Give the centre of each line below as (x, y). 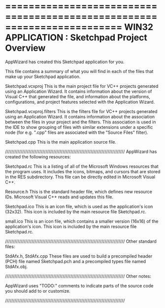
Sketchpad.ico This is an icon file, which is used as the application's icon (79, 206)
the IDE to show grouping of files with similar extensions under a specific (79, 127)
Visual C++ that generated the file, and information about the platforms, (78, 96)
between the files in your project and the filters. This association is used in (81, 122)
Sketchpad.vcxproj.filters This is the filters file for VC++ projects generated (81, 111)
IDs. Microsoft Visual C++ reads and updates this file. (59, 197)
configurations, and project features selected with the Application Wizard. (80, 102)
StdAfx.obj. (16, 267)
